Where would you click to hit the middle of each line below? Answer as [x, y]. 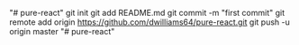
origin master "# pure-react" [62, 31]
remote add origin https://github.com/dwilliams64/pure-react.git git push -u [150, 22]
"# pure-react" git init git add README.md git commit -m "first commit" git [147, 13]
